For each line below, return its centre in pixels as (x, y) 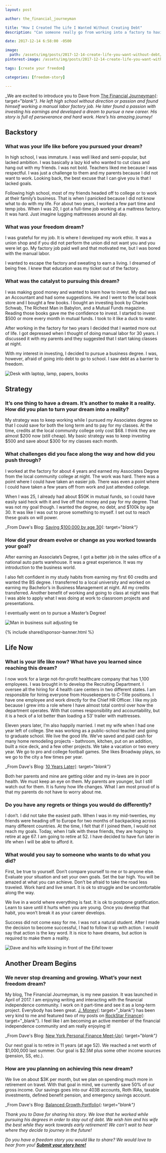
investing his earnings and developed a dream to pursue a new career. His (81, 111)
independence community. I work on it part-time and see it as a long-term (80, 1005)
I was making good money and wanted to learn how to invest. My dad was (81, 292)
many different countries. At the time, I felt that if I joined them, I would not (81, 826)
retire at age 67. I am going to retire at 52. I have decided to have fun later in (82, 837)
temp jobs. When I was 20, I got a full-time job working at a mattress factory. (83, 209)
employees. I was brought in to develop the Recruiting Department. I (75, 684)
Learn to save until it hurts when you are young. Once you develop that (77, 908)
